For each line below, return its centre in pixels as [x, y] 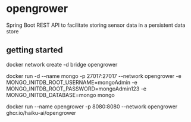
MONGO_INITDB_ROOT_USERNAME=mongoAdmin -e [72, 82]
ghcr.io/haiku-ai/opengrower [41, 112]
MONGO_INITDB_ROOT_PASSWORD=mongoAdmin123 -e [76, 89]
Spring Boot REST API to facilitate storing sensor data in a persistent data [96, 25]
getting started [35, 50]
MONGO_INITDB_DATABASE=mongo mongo [60, 95]
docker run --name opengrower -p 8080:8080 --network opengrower [92, 107]
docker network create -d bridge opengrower [62, 64]
